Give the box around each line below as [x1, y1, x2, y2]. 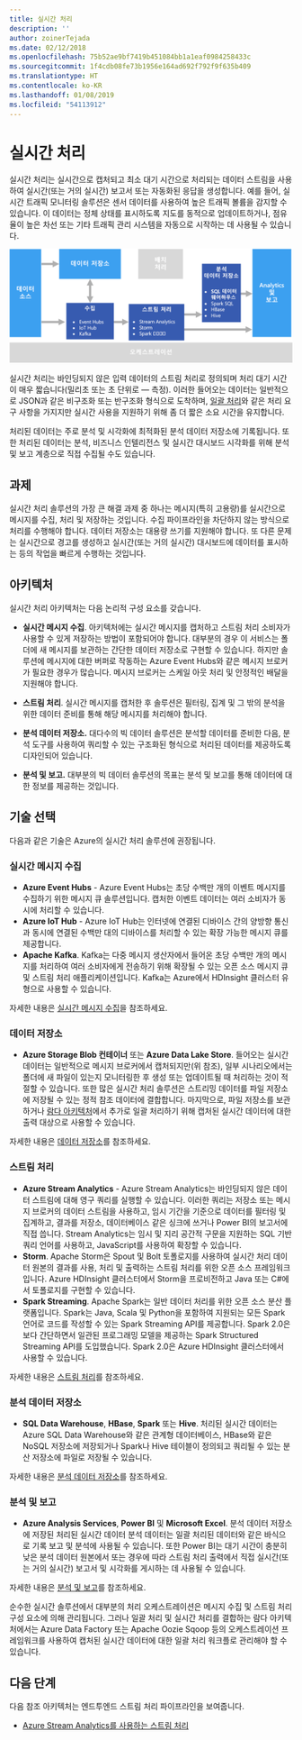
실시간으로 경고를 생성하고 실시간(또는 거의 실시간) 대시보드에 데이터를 [18, 537, 265, 548]
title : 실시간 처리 [9, 14, 73, 23]
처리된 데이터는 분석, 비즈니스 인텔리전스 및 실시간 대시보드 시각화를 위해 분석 [18, 437, 290, 448]
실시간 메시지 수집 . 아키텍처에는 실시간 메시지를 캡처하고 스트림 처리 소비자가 [22, 622, 290, 633]
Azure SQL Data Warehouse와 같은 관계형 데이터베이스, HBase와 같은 [22, 1429, 272, 1441]
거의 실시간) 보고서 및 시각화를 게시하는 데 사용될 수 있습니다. [31, 1563, 246, 1574]
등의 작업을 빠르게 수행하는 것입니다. [18, 548, 147, 559]
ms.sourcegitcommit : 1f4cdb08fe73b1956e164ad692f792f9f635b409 [9, 62, 252, 71]
